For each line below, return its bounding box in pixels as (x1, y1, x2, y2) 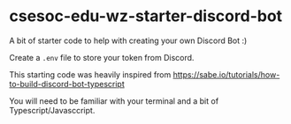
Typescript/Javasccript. (9, 105, 96, 115)
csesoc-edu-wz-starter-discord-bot (9, 6, 283, 26)
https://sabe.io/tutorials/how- (172, 69, 280, 80)
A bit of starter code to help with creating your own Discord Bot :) (9, 35, 248, 46)
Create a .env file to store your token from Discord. (9, 52, 195, 62)
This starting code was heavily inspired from (9, 69, 172, 80)
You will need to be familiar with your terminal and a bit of (9, 95, 219, 106)
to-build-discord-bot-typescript (9, 78, 126, 89)
